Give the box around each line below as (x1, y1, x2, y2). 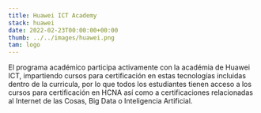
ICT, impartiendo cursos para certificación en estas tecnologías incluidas (8, 71, 247, 81)
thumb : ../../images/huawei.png (8, 33, 115, 42)
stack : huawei (8, 19, 55, 27)
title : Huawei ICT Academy (8, 11, 97, 20)
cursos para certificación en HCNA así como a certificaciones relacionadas (8, 88, 253, 97)
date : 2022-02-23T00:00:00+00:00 (8, 26, 119, 34)
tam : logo (8, 41, 41, 49)
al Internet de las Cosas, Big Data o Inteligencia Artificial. (8, 96, 193, 106)
